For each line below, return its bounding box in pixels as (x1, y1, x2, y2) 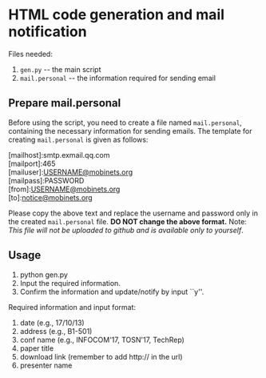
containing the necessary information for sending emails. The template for (8, 126, 252, 135)
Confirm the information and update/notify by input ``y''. (19, 287, 204, 296)
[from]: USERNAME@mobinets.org (8, 184, 121, 194)
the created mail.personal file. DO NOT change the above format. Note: (8, 216, 248, 226)
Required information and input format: (8, 302, 137, 312)
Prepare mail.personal (8, 96, 121, 110)
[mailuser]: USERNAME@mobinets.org (8, 167, 133, 177)
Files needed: (8, 49, 54, 58)
